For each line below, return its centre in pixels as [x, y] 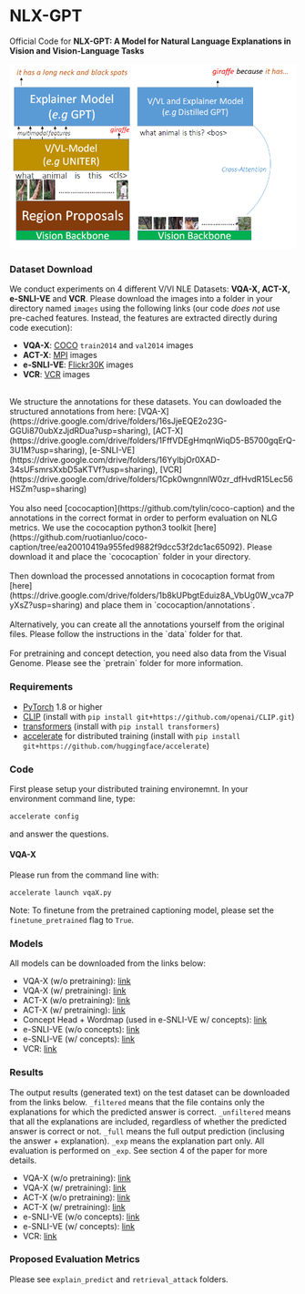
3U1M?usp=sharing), [49, 450]
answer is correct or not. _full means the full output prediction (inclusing [147, 1131]
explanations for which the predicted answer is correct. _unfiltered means [150, 1112]
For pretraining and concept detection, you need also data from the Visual [148, 653]
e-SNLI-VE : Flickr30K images [78, 365]
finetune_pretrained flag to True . [72, 919]
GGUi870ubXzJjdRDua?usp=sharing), [80, 431]
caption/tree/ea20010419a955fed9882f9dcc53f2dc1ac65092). [127, 547]
